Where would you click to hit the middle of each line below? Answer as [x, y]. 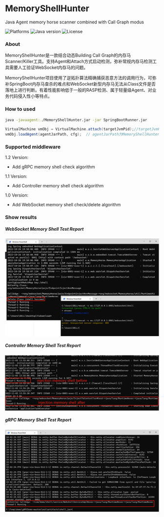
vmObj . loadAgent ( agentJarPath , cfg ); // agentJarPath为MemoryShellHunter [82, 135]
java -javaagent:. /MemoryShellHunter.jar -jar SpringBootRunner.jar [76, 120]
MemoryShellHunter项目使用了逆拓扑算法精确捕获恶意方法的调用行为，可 [79, 78]
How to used [20, 109]
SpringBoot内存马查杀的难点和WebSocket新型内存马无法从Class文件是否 [82, 84]
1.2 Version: [17, 158]
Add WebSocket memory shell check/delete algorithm [66, 205]
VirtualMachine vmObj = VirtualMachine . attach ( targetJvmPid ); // [72, 129]
